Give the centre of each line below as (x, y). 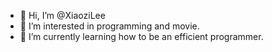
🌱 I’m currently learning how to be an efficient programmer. (141, 36)
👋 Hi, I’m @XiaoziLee (62, 15)
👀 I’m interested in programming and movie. (109, 26)
